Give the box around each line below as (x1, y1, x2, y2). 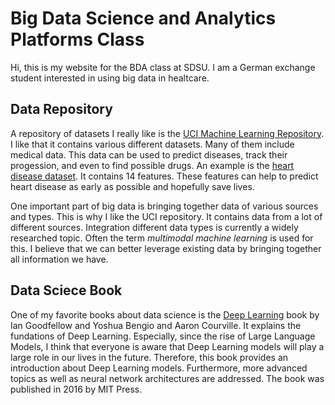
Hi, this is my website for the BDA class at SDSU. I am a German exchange (10, 61, 316, 73)
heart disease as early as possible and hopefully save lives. (10, 180, 255, 192)
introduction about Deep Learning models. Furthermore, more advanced (10, 362, 308, 374)
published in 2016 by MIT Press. (10, 383, 143, 395)
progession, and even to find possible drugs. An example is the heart (10, 159, 295, 171)
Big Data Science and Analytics (10, 7, 277, 30)
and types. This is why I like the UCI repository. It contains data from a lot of (10, 210, 323, 222)
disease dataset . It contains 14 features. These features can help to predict (10, 170, 319, 182)
